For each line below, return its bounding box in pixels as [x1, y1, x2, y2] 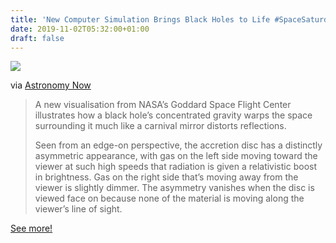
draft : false [10, 33, 65, 43]
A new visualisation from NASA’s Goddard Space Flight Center [34, 99, 292, 111]
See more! [10, 222, 53, 235]
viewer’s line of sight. [34, 203, 123, 215]
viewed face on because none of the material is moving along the [34, 192, 305, 205]
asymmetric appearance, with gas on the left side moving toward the [34, 150, 318, 162]
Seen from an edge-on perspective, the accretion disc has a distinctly [34, 139, 323, 151]
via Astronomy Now [10, 79, 92, 91]
